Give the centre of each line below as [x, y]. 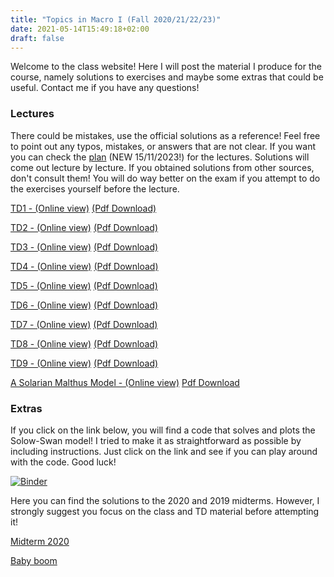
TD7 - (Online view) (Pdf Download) [84, 324]
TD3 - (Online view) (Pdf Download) [84, 247]
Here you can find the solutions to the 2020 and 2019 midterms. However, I [165, 500]
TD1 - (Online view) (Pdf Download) [83, 208]
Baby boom [34, 560]
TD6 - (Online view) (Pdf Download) [84, 305]
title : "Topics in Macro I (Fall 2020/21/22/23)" [116, 19]
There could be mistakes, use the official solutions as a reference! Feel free [165, 135]
